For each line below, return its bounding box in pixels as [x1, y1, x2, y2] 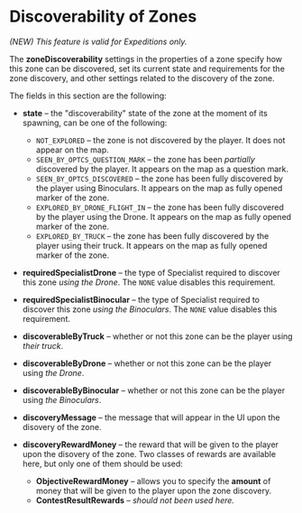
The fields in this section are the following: [9, 90, 167, 101]
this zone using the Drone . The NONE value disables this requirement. [22, 277, 276, 288]
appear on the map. [35, 144, 110, 155]
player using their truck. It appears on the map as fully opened [35, 240, 268, 251]
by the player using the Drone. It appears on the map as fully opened [35, 211, 291, 222]
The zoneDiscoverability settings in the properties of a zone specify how [9, 53, 282, 64]
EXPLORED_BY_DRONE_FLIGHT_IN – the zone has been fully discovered [35, 201, 284, 213]
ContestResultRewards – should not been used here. [35, 494, 234, 506]
